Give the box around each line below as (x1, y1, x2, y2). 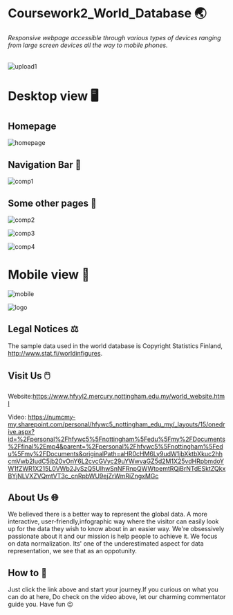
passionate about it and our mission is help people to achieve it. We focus (8, 532, 218, 541)
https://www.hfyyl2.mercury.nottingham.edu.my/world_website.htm (32, 392, 225, 400)
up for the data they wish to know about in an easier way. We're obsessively (8, 525, 225, 533)
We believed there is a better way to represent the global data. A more (8, 510, 208, 519)
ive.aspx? (8, 427, 35, 435)
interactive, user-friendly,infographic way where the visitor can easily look (8, 517, 219, 526)
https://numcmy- (28, 413, 76, 421)
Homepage (8, 120, 57, 132)
